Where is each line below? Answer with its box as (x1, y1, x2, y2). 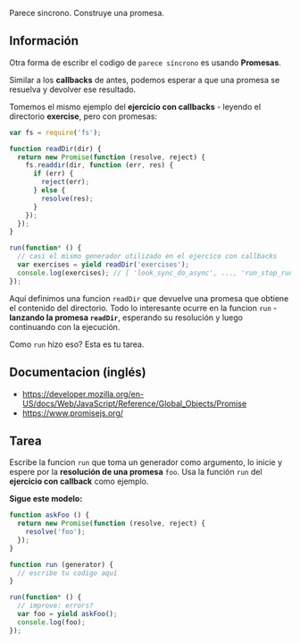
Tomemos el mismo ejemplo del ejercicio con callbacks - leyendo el (9, 101, 262, 112)
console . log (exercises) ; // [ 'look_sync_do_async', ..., (17, 268, 238, 277)
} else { (32, 186, 66, 195)
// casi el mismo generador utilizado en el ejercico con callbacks (17, 252, 278, 261)
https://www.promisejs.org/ (21, 407, 123, 419)
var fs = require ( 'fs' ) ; (9, 128, 102, 137)
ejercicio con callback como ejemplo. (9, 476, 149, 486)
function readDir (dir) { (9, 144, 102, 153)
